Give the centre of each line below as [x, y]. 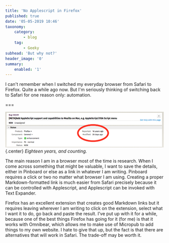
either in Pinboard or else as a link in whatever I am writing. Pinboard [76, 171]
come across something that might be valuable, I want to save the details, [81, 166]
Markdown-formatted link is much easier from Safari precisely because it [81, 182]
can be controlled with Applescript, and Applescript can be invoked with [80, 187]
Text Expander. [21, 193]
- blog [30, 37]
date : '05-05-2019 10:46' [32, 21]
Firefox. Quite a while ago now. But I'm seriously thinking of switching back [83, 90]
